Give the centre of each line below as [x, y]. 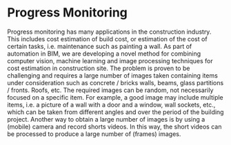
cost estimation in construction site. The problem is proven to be [99, 68]
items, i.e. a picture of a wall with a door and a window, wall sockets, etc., [111, 104]
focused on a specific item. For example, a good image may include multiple [115, 97]
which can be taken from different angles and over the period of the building [115, 112]
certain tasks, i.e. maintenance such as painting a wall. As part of [100, 46]
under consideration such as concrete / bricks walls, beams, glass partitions [115, 82]
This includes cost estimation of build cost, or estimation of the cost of [108, 38]
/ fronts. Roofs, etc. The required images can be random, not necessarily [110, 90]
